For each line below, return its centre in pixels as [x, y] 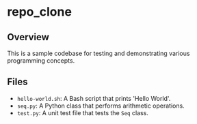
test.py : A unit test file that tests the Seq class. [82, 112]
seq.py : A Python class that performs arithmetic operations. [101, 106]
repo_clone [39, 12]
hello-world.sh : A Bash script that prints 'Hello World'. [94, 98]
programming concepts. [41, 61]
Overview [28, 37]
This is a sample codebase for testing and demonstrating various [98, 53]
